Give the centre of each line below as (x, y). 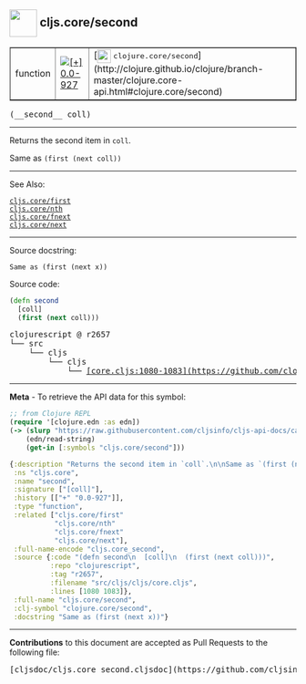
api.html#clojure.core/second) (158, 91)
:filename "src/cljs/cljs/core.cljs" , (123, 583)
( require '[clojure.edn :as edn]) (75, 422)
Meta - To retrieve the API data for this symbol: (98, 397)
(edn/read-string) (61, 440)
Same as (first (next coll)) (66, 158)
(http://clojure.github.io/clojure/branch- (178, 68)
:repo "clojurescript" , (95, 566)
